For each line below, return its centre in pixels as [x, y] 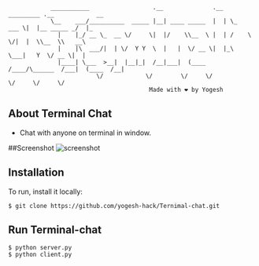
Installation [36, 173]
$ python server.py [40, 248]
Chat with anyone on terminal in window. [85, 133]
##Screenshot [31, 148]
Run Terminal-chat [55, 230]
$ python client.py [40, 255]
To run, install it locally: [45, 191]
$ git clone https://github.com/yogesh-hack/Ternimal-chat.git [114, 206]
